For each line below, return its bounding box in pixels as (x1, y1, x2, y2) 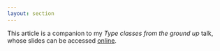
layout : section (7, 10, 54, 17)
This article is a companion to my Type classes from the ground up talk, (7, 29, 214, 37)
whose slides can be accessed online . (7, 36, 117, 45)
